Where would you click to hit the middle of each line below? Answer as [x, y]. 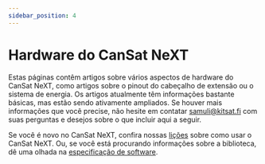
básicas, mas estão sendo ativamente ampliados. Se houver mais [115, 102]
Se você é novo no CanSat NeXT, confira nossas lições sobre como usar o [130, 135]
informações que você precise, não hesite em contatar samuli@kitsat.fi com [133, 111]
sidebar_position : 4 [43, 16]
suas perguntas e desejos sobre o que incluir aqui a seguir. [105, 119]
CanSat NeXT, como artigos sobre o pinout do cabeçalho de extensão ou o [131, 85]
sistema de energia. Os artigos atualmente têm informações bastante [121, 94]
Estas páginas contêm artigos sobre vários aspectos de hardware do [121, 77]
